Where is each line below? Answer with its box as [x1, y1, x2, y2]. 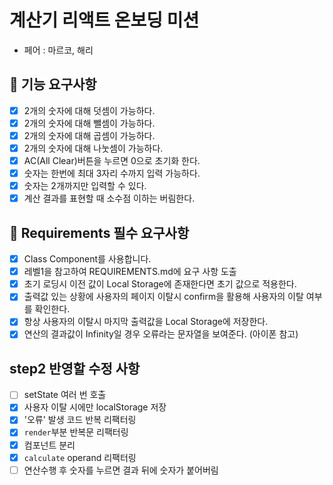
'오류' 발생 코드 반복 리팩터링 [23, 414, 137, 426]
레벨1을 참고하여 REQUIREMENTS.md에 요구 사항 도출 [23, 266, 237, 278]
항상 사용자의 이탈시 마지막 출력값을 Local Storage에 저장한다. [23, 316, 269, 328]
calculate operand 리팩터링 [23, 451, 137, 463]
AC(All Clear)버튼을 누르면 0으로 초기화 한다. [23, 155, 201, 166]
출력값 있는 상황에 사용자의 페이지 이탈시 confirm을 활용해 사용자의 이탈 [23, 291, 304, 303]
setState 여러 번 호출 [23, 389, 107, 401]
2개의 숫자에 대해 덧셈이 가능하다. [23, 104, 156, 116]
